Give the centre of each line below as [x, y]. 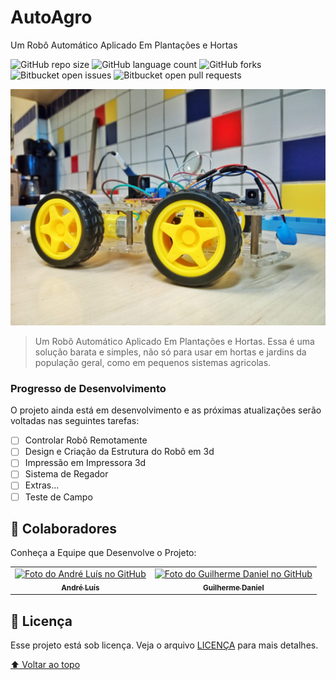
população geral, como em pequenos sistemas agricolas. [153, 362]
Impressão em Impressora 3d [85, 463]
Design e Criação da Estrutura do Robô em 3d [119, 452]
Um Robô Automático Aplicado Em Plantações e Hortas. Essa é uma [174, 341]
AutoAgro [51, 17]
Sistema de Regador [66, 474]
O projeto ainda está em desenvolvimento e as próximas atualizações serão [166, 410]
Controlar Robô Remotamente [86, 440]
